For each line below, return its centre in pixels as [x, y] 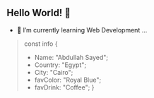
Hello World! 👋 [39, 13]
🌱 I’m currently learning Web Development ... [82, 30]
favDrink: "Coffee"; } [64, 87]
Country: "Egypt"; [60, 65]
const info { [41, 44]
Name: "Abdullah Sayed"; [71, 57]
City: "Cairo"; [54, 72]
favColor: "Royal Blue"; [68, 80]
